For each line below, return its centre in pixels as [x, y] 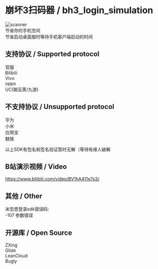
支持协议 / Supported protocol [52, 54]
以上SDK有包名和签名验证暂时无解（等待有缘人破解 [58, 149]
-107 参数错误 [19, 215]
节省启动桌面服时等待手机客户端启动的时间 [49, 37]
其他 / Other [24, 196]
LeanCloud [16, 256]
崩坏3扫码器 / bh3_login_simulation [79, 10]
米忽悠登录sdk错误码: [27, 209]
